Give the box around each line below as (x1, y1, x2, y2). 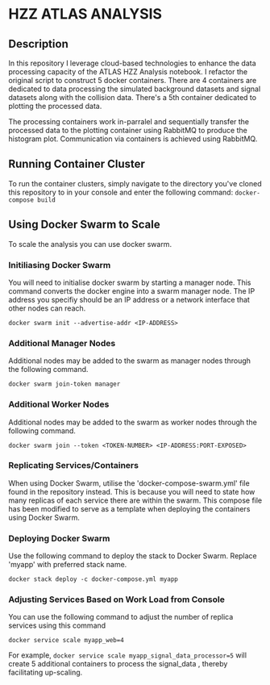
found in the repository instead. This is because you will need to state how (8, 487, 255, 496)
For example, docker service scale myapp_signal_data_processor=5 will (8, 650, 247, 660)
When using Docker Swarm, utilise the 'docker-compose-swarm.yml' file (8, 478, 250, 488)
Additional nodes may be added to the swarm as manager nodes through (8, 356, 251, 365)
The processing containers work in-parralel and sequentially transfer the (8, 117, 250, 126)
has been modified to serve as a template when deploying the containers (8, 503, 251, 513)
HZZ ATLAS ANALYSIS (8, 5, 163, 23)
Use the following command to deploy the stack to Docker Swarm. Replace (8, 551, 258, 561)
